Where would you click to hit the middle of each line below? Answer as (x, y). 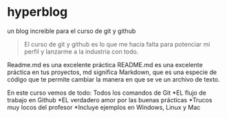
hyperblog (37, 12)
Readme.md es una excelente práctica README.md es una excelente (105, 64)
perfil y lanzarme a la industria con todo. (81, 51)
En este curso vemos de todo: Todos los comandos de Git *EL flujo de (107, 93)
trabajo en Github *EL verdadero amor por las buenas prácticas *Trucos (110, 99)
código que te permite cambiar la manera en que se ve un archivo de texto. (113, 79)
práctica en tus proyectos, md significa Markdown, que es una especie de (112, 72)
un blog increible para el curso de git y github (72, 31)
